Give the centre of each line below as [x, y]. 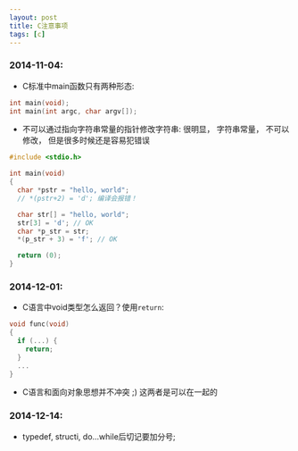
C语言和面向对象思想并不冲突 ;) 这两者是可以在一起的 [120, 392]
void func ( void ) [39, 324]
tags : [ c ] [28, 34]
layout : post [33, 17]
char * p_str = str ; [54, 231]
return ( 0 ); [40, 255]
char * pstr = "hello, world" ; [73, 190]
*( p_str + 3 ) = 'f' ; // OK [67, 239]
